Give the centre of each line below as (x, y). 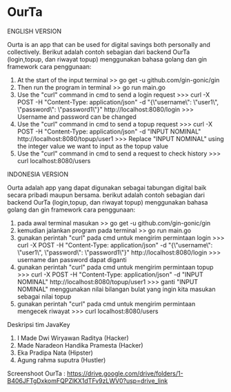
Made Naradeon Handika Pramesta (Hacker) (80, 345)
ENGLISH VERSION (34, 31)
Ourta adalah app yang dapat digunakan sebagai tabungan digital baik (107, 187)
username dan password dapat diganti (72, 259)
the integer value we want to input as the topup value (93, 146)
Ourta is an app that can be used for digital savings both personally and (109, 44)
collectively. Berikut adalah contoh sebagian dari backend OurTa (99, 52)
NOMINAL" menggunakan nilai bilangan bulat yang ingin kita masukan (116, 289)
